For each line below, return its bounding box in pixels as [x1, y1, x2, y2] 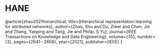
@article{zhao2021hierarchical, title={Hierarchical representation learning [5, 19, 152, 24]
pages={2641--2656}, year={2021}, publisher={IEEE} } [14, 39, 122, 44]
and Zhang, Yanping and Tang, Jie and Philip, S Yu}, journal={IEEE [5, 29, 137, 34]
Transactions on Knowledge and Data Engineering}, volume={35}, [5, 34, 136, 39]
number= [137, 34, 156, 39]
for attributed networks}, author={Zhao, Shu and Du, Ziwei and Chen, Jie [5, 23, 150, 29]
